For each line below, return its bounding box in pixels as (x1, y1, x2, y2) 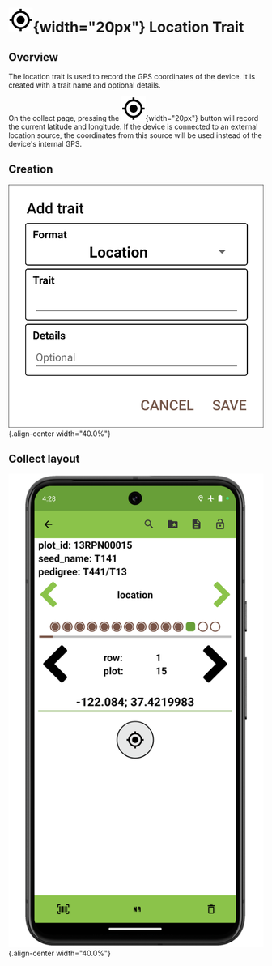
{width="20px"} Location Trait (32, 18, 244, 36)
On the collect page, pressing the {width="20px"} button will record (8, 113, 259, 122)
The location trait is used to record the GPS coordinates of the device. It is (8, 72, 256, 81)
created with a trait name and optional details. (8, 80, 161, 90)
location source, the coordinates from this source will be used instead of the (8, 130, 263, 140)
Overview (8, 50, 59, 64)
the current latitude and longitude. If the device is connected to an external (8, 122, 258, 131)
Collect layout (8, 451, 80, 465)
